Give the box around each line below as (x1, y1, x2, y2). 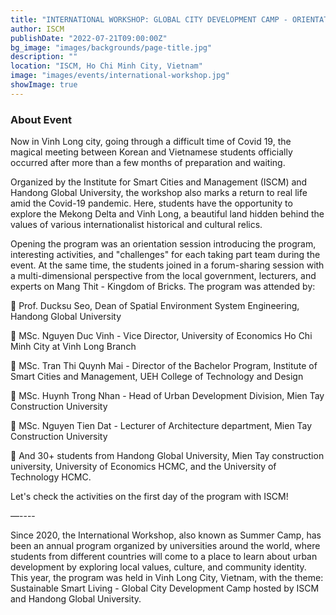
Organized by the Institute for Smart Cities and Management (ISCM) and (10, 176, 308, 188)
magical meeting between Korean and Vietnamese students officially (10, 146, 293, 158)
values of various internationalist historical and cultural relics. (10, 219, 263, 231)
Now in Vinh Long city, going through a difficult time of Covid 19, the (10, 136, 292, 148)
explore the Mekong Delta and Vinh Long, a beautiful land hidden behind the (10, 208, 325, 220)
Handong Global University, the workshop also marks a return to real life (10, 187, 308, 199)
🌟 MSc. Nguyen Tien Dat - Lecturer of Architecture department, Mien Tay (10, 420, 313, 432)
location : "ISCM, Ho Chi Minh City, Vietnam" (10, 61, 203, 71)
